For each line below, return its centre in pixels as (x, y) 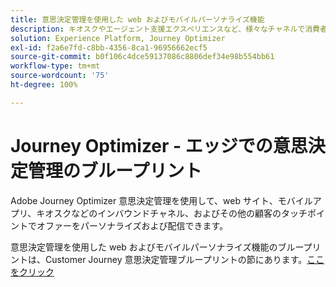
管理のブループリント (115, 170)
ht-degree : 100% (44, 85)
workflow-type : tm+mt (55, 66)
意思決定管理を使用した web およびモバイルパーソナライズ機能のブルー (157, 247)
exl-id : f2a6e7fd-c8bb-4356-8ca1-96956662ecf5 (109, 47)
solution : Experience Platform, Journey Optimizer (118, 38)
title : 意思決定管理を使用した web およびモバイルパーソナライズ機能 (137, 19)
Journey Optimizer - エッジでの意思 (159, 145)
